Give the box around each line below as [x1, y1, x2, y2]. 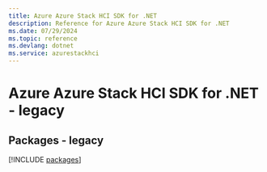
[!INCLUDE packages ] [8, 155, 82, 164]
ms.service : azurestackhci [8, 49, 100, 57]
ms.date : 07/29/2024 [8, 27, 78, 35]
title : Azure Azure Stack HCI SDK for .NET [8, 11, 158, 20]
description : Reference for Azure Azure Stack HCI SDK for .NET [8, 19, 230, 27]
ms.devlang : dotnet [8, 42, 74, 50]
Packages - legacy [8, 133, 104, 147]
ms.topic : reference [8, 34, 78, 43]
